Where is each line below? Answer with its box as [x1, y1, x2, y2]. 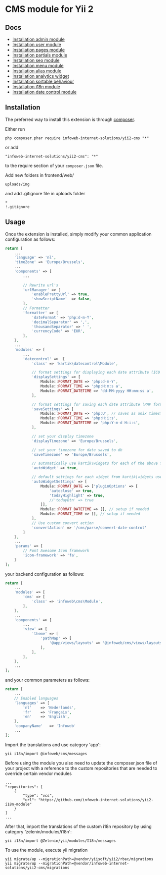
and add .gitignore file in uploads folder [5, 190, 85, 196]
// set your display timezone [31, 434, 94, 439]
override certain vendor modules [5, 770, 72, 776]
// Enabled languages [14, 696, 58, 701]
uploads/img [5, 182, 30, 187]
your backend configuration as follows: [5, 571, 85, 577]
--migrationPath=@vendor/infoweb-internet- [38, 861, 129, 866]
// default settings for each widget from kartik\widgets [31, 475, 154, 480]
